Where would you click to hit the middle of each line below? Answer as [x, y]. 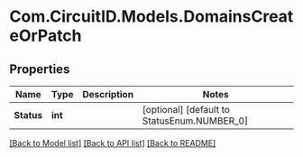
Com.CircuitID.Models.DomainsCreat [151, 17]
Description [108, 94]
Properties [40, 69]
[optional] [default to [186, 110]
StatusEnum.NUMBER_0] [195, 121]
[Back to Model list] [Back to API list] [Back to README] [113, 143]
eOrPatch [46, 36]
